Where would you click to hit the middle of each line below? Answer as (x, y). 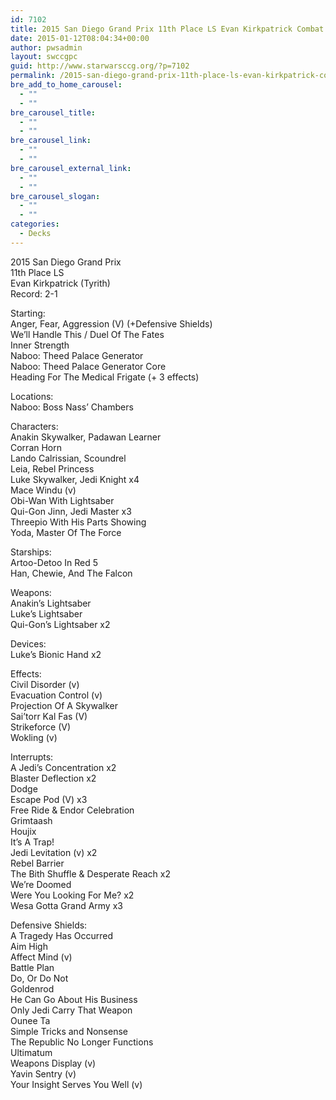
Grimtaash (31, 820)
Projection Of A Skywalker (64, 705)
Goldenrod (32, 988)
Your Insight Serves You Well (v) (76, 1084)
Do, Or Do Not (39, 978)
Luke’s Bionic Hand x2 (56, 654)
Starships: (31, 552)
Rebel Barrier (37, 863)
